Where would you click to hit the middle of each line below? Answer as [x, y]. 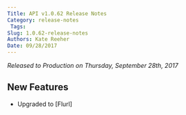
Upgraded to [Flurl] [45, 104]
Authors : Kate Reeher [39, 39]
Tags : [18, 26]
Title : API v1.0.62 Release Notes [57, 14]
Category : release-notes [43, 20]
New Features [38, 87]
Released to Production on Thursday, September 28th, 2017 [93, 65]
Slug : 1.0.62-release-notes [48, 33]
